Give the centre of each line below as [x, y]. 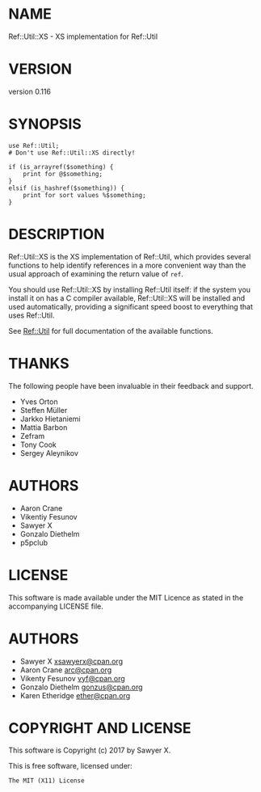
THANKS [39, 363]
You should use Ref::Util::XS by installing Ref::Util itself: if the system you [130, 289]
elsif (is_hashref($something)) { [67, 188]
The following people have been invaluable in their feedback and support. [131, 385]
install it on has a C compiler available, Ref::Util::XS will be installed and [127, 298]
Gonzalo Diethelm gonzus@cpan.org [81, 687]
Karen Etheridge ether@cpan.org [75, 695]
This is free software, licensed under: [70, 766]
